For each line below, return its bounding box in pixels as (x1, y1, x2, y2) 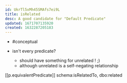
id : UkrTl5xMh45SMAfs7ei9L (5, 7, 60, 12)
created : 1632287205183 (5, 25, 54, 30)
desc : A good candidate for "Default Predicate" (5, 16, 106, 21)
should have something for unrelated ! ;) (19, 58, 100, 63)
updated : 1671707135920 (5, 21, 54, 26)
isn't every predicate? (12, 48, 56, 54)
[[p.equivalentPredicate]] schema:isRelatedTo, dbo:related (5, 72, 123, 78)
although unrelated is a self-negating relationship (19, 63, 119, 69)
